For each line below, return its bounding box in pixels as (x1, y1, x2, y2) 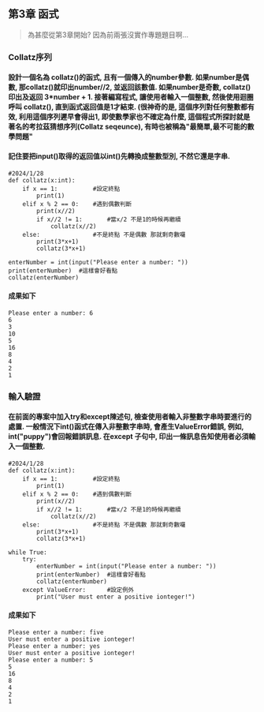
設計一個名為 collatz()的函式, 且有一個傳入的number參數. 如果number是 (8, 73, 243, 82)
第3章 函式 (8, 7, 59, 21)
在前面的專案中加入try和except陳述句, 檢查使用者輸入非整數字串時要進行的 (8, 412, 252, 422)
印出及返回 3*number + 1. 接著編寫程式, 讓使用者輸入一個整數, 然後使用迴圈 (8, 92, 254, 102)
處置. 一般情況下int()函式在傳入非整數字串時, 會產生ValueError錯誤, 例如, (8, 422, 244, 432)
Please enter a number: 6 (8, 309, 93, 317)
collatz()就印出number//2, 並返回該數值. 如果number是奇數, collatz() (25, 82, 251, 92)
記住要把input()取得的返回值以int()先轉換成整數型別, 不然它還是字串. (8, 151, 231, 160)
